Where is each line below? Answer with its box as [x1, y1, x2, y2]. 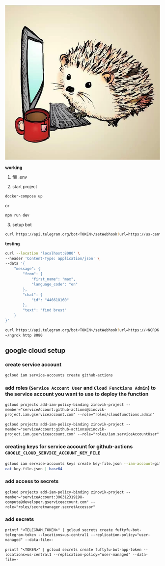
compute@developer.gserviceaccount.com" [5, 499, 89, 505]
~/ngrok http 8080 [5, 333, 43, 338]
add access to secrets [5, 478, 59, 485]
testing [5, 241, 20, 247]
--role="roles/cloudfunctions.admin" [78, 412, 155, 417]
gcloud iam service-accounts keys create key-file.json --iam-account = [5, 461, 155, 466]
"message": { [14, 266, 41, 271]
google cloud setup [5, 346, 65, 355]
